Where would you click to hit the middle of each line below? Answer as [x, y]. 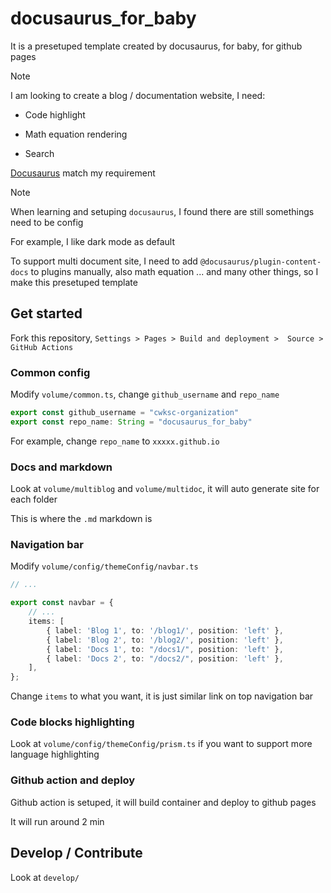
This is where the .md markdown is [81, 519]
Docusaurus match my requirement [83, 173]
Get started [46, 313]
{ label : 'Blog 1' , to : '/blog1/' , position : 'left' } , [165, 630]
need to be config [47, 222]
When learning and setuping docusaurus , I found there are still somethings [162, 211]
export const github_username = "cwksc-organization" [125, 413]
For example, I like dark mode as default [93, 241]
